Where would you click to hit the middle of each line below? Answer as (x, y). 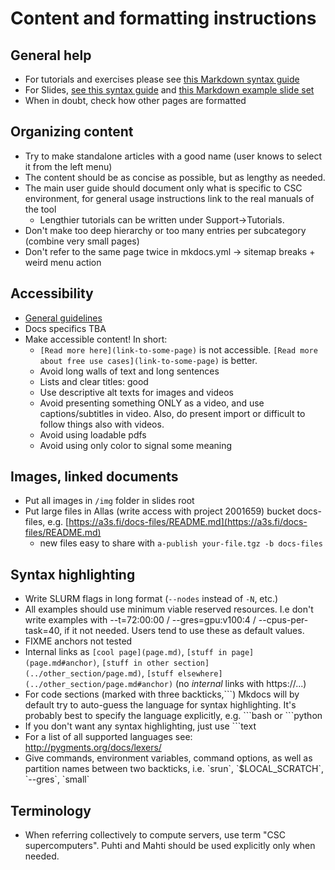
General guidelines (63, 318)
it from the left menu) (68, 166)
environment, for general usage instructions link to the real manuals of (169, 198)
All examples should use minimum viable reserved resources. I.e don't (169, 609)
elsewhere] (200, 674)
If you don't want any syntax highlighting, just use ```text (140, 726)
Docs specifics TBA (65, 328)
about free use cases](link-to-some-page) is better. (148, 360)
